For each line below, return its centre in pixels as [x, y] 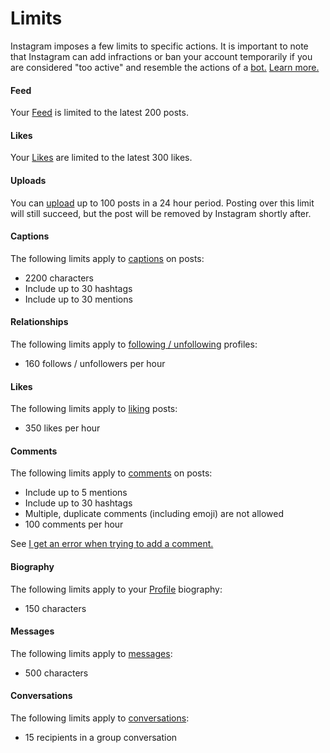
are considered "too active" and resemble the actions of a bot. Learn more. [165, 67]
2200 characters [59, 278]
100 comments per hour [74, 524]
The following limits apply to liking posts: [94, 409]
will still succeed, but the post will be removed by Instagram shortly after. [161, 213]
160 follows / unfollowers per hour [95, 363]
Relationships [39, 322]
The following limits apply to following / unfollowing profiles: [134, 344]
